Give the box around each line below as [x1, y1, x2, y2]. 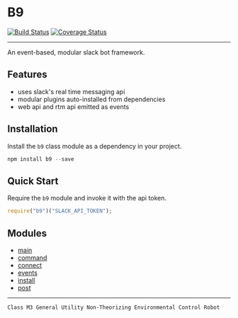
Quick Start [7, 175, 59, 187]
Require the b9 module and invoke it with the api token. [7, 194, 167, 203]
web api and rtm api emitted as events [17, 102, 130, 110]
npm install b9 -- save [7, 155, 74, 163]
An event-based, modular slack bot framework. [7, 47, 145, 57]
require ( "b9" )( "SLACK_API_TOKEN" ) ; [7, 208, 113, 215]
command [17, 253, 47, 262]
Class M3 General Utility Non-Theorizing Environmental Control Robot [7, 304, 220, 311]
